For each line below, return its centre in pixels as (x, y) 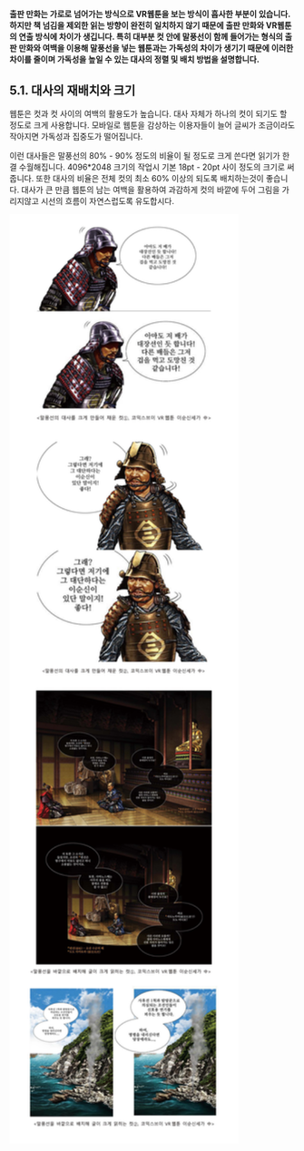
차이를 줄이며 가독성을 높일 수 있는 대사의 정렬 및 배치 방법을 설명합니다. (135, 59)
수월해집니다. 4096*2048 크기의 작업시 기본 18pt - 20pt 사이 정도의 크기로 (152, 167)
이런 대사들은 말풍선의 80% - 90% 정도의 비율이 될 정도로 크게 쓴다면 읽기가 (145, 156)
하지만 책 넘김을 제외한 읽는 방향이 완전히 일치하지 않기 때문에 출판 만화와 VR (143, 25)
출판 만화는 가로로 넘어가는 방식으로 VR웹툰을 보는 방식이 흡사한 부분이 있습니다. (150, 14)
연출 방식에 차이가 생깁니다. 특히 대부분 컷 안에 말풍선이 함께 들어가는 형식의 (151, 36)
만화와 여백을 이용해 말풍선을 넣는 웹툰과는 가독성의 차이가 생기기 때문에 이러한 (156, 48)
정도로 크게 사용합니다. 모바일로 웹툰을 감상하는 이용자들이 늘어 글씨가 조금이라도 (152, 125)
